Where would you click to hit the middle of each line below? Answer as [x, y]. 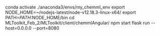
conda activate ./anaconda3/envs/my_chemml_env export [65, 7]
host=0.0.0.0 [18, 28]
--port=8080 [46, 28]
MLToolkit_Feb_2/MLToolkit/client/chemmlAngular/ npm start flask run [77, 23]
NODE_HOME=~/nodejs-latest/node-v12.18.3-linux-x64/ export [71, 12]
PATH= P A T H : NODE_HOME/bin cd [40, 18]
